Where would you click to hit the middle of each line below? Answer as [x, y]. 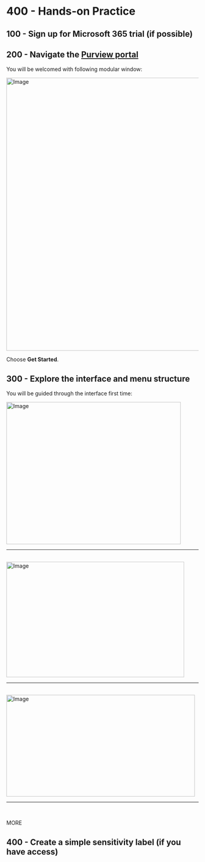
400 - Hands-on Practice [71, 11]
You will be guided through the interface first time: [69, 393]
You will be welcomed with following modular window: [74, 69]
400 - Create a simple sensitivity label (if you [94, 842]
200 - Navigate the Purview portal [72, 54]
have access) [32, 852]
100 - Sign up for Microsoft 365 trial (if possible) [100, 34]
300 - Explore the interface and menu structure [98, 378]
